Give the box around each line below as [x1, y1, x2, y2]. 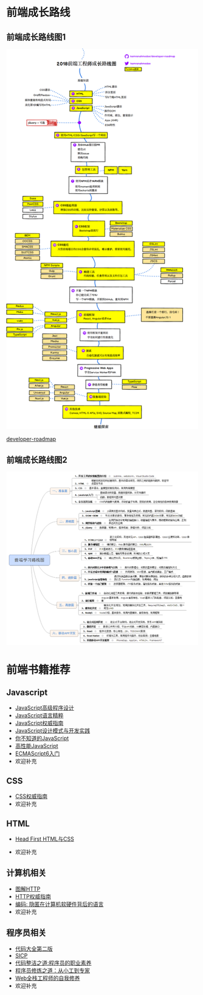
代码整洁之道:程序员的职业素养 [15, 959, 92, 966]
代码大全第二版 [15, 945, 53, 952]
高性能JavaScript [15, 742, 59, 750]
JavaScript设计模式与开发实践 [15, 727, 91, 735]
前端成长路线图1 [6, 32, 66, 42]
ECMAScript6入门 [15, 750, 60, 757]
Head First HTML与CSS [15, 835, 74, 842]
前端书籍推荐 [6, 663, 71, 677]
